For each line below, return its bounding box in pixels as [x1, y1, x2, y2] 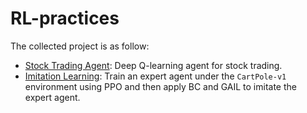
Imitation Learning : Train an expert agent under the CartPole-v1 [24, 70, 287, 82]
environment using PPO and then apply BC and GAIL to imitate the [24, 80, 297, 92]
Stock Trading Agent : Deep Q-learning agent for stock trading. [24, 59, 283, 71]
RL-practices [10, 7, 120, 30]
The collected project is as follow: [10, 40, 150, 52]
